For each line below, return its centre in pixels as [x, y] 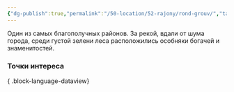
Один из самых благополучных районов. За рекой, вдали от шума [106, 33]
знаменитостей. [31, 48]
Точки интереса [36, 66]
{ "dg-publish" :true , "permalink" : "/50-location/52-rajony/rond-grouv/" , [113, 13]
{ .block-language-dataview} [48, 81]
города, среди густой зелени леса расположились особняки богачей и [114, 40]
